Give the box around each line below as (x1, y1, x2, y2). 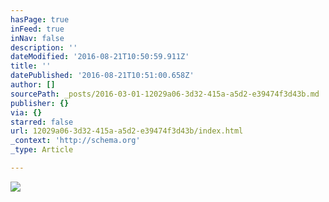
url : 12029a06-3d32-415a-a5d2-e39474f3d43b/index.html (10, 126, 244, 136)
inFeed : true (10, 24, 65, 34)
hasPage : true (10, 14, 70, 25)
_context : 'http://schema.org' (10, 136, 141, 146)
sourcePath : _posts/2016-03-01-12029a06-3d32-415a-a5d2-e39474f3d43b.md (10, 89, 320, 99)
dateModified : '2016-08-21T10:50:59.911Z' (10, 52, 190, 62)
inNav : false (10, 33, 65, 43)
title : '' (10, 61, 52, 71)
